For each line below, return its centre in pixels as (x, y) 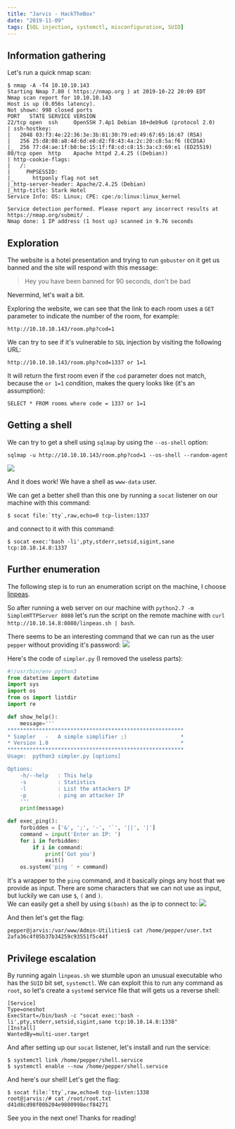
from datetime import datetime (53, 678)
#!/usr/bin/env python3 (42, 671)
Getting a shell (40, 425)
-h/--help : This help (56, 775)
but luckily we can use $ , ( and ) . (55, 896)
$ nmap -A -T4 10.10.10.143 (49, 85)
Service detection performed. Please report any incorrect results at (113, 209)
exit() (55, 861)
